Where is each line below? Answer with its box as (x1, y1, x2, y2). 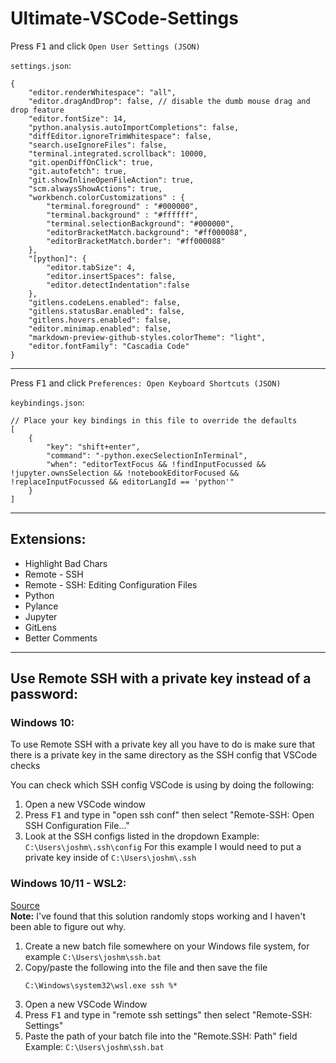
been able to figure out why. (10, 920, 127, 932)
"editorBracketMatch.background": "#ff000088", (46, 227, 248, 237)
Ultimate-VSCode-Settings (10, 7, 239, 30)
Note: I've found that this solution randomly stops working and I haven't (10, 910, 306, 922)
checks (10, 760, 41, 772)
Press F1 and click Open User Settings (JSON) (10, 40, 201, 52)
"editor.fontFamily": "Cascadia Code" (28, 341, 190, 351)
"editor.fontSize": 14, (28, 113, 128, 124)
